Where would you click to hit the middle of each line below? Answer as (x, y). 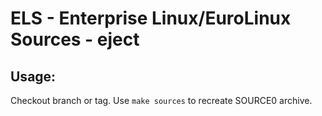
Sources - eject (75, 39)
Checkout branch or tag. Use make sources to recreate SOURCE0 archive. (161, 100)
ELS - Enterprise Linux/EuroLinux (151, 18)
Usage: (33, 76)
